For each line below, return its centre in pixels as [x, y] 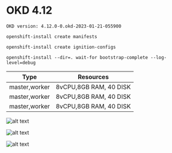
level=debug [21, 63]
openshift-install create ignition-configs [61, 47]
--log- [159, 57]
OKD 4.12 [29, 10]
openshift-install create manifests [52, 36]
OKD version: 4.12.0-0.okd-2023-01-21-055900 [64, 26]
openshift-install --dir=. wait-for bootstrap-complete [77, 57]
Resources [93, 77]
